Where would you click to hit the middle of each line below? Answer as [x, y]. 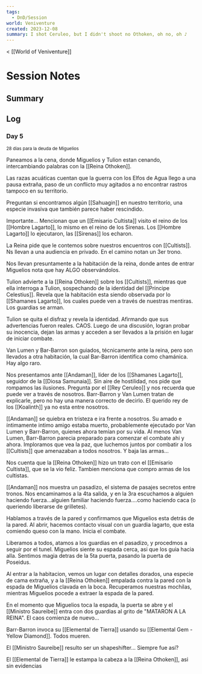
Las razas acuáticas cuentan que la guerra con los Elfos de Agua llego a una [101, 178]
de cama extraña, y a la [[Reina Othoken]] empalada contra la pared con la [99, 580]
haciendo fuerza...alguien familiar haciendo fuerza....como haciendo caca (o [101, 500]
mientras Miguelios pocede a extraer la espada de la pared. [80, 593]
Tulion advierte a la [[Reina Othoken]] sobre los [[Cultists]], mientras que [96, 282]
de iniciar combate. [30, 339]
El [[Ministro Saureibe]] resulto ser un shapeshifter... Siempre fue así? [93, 648]
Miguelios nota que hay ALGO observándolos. [63, 270]
